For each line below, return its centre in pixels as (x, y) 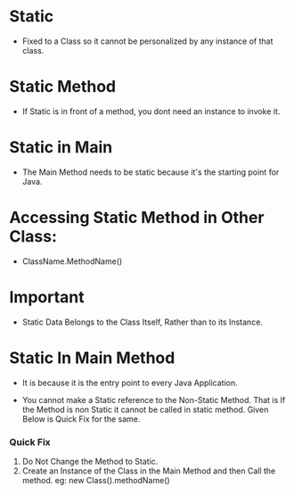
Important (47, 297)
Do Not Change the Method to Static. (90, 461)
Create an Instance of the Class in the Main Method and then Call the (149, 471)
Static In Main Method (92, 358)
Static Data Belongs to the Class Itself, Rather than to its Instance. (142, 322)
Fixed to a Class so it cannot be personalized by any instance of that (147, 41)
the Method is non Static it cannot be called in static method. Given (145, 409)
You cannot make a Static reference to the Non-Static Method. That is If (154, 399)
